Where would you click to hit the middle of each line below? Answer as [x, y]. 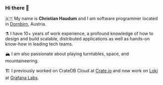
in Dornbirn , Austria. [26, 24]
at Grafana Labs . [22, 78]
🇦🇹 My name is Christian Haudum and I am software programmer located [81, 19]
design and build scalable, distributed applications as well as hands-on [78, 39]
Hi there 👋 [17, 8]
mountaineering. [22, 61]
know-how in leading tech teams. [39, 44]
